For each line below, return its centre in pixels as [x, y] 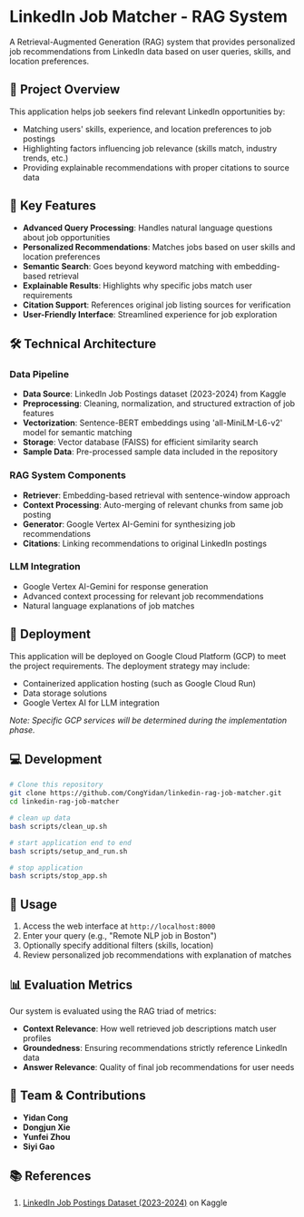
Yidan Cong [45, 1117]
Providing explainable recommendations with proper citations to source [156, 167]
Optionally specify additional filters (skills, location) [118, 946]
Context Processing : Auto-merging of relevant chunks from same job [153, 504]
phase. [22, 730]
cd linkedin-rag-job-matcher [64, 802]
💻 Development [56, 759]
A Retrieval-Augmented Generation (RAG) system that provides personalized [152, 42]
